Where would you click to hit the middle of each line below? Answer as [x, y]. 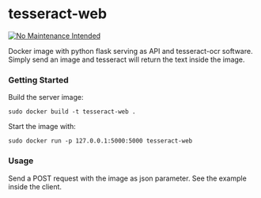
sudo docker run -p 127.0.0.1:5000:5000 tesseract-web [100, 141]
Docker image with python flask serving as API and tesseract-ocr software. [130, 51]
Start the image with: [42, 127]
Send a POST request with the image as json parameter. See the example [127, 178]
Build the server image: [46, 97]
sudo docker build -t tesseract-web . [72, 112]
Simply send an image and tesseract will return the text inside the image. [127, 59]
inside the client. [35, 186]
